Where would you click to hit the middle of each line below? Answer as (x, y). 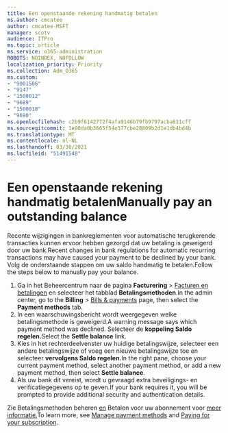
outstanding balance (67, 217)
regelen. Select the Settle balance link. (72, 336)
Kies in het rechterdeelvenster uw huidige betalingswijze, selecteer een (118, 343)
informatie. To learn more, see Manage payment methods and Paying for (109, 415)
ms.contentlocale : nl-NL (42, 141)
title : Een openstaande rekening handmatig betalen (82, 13)
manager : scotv (29, 33)
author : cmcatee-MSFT (38, 26)
